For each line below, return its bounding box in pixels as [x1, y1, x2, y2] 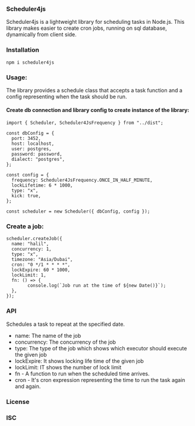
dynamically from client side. [6, 31, 77, 38]
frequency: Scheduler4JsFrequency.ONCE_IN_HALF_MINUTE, [11, 178, 153, 184]
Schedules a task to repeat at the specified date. [6, 321, 125, 328]
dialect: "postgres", [11, 157, 65, 163]
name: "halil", [11, 241, 49, 247]
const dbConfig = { [6, 130, 55, 136]
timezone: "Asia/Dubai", [11, 257, 73, 263]
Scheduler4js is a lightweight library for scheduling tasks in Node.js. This [6, 18, 185, 26]
